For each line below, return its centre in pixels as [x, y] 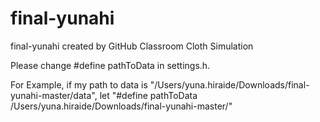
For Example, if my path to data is [79, 84]
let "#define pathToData [148, 95]
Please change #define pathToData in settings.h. [110, 65]
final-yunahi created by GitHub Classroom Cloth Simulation [132, 46]
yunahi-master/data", [54, 95]
